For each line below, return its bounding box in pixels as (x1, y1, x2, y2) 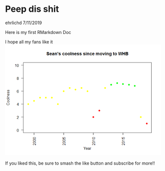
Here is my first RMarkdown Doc (5, 29, 72, 35)
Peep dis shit (5, 3, 59, 15)
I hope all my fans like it (5, 38, 53, 45)
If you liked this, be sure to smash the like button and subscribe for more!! (5, 160, 155, 166)
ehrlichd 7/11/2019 (5, 20, 42, 26)
